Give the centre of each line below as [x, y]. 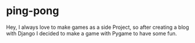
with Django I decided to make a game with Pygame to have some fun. [92, 33]
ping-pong [33, 11]
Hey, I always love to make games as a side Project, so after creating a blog [98, 27]
